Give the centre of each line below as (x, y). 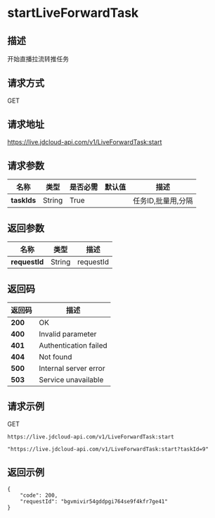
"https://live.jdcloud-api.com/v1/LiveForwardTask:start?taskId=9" (108, 449)
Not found (56, 357)
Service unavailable (71, 380)
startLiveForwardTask (73, 13)
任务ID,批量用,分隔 (163, 201)
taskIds (24, 201)
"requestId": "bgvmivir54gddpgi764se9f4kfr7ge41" (94, 501)
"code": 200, (39, 495)
